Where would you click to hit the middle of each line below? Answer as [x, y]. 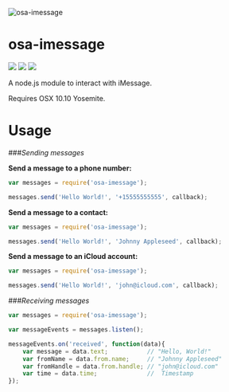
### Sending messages [47, 152]
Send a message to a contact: [58, 212]
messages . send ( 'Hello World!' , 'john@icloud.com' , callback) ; [113, 286]
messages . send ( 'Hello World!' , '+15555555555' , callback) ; [108, 197]
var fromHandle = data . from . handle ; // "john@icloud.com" [120, 367]
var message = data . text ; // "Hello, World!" [117, 351]
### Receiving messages [49, 301]
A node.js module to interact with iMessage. [80, 83]
